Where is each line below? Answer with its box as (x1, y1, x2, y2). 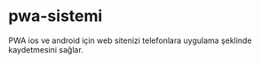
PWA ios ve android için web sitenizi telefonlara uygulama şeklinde (8, 35, 252, 46)
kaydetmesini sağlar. (8, 44, 83, 54)
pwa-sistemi (8, 6, 103, 26)
